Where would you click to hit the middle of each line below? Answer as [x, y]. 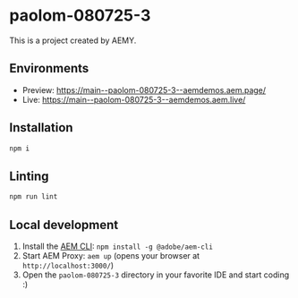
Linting [29, 176]
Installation [41, 128]
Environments [49, 68]
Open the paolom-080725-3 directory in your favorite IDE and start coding [156, 275]
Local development [64, 225]
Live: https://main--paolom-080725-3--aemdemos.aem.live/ [134, 99]
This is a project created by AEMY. [73, 40]
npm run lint [34, 197]
